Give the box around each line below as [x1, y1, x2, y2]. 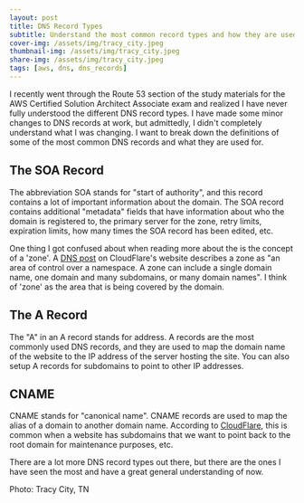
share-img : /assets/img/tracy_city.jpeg [9, 55, 165, 64]
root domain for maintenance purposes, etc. [9, 440, 174, 451]
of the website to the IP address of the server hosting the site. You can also [9, 350, 290, 362]
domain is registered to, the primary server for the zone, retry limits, [9, 215, 262, 226]
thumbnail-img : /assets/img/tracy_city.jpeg [9, 47, 180, 56]
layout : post [9, 13, 59, 23]
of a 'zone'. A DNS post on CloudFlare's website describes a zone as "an [9, 252, 280, 263]
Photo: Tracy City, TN [9, 484, 90, 495]
